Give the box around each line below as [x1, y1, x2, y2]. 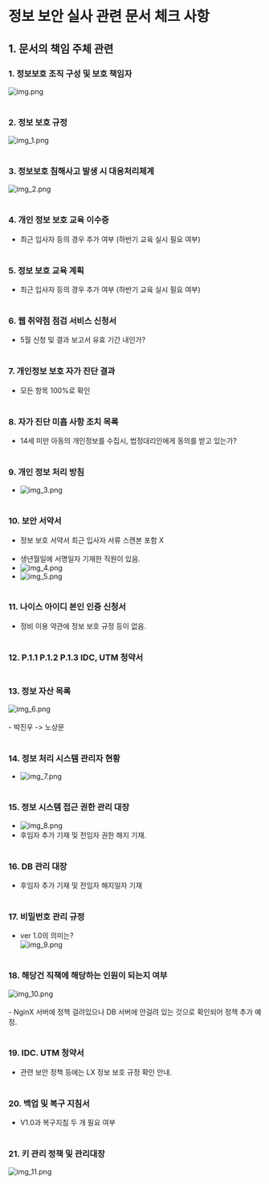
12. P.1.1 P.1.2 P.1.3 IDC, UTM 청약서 [8, 652, 144, 663]
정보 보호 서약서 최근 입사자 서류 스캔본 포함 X [19, 535, 165, 545]
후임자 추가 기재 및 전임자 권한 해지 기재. [19, 830, 147, 840]
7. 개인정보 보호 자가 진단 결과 [8, 366, 116, 377]
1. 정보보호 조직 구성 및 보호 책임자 [8, 68, 132, 79]
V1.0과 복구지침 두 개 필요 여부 [19, 1118, 116, 1128]
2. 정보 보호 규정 [8, 117, 68, 128]
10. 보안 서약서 [8, 515, 62, 526]
